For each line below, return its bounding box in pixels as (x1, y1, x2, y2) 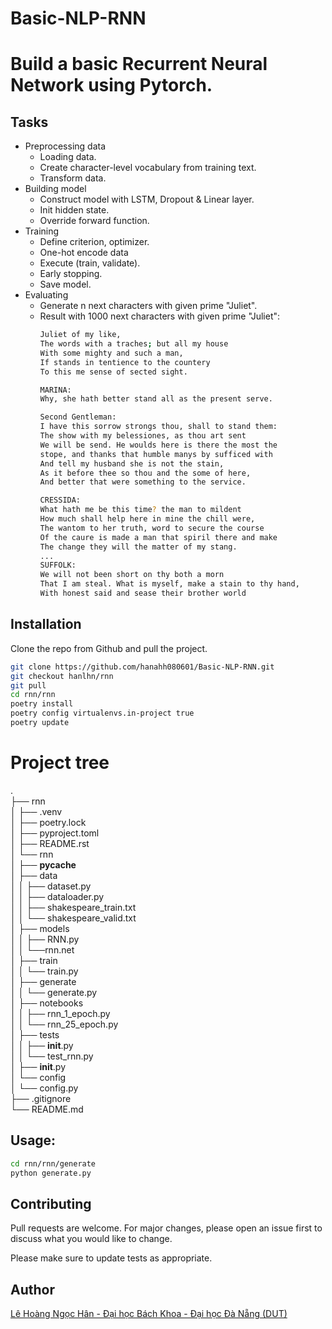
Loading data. (39, 151, 97, 163)
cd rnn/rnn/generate (10, 1158, 97, 1169)
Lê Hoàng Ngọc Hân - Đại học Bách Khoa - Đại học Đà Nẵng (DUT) (10, 1308, 288, 1319)
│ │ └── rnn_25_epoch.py (10, 1018, 119, 1030)
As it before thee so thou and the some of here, (39, 468, 252, 478)
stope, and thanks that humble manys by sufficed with (39, 449, 273, 459)
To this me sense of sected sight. (39, 367, 188, 377)
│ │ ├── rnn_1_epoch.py (10, 1007, 111, 1019)
